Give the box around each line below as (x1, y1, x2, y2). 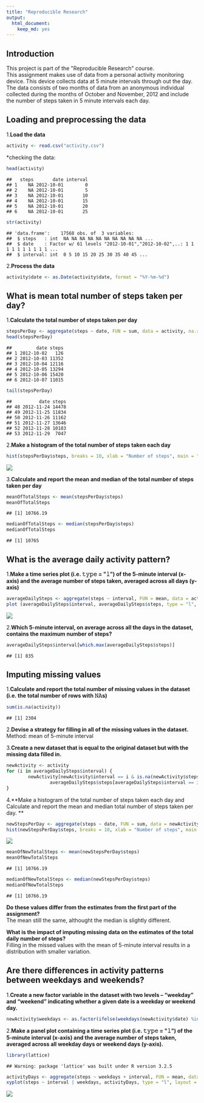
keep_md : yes (17, 26, 50, 32)
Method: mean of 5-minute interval (6, 732, 94, 740)
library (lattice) (6, 1052, 50, 1058)
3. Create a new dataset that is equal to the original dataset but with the (6, 744, 189, 751)
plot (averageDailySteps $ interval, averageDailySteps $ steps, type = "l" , (6, 601, 197, 607)
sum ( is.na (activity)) (6, 704, 61, 711)
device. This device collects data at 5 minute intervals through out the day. (6, 77, 193, 85)
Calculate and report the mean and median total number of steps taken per (6, 803, 194, 810)
